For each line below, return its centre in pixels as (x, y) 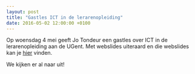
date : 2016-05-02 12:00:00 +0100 (48, 23)
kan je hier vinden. (29, 53)
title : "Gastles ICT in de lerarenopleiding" (64, 17)
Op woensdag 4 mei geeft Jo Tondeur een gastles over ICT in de (87, 40)
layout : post (23, 12)
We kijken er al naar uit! (35, 64)
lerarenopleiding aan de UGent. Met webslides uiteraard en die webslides (98, 46)
